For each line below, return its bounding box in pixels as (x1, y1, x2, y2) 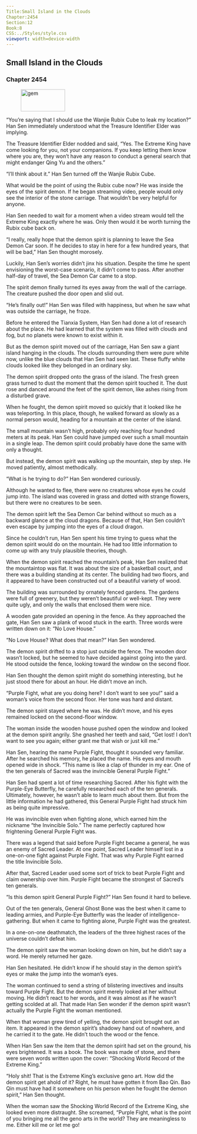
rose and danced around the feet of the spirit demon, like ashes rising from (6, 385, 188, 392)
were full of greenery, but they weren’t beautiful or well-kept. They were (6, 594, 181, 601)
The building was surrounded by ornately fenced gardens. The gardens (6, 589, 179, 596)
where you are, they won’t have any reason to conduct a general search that (6, 153, 191, 160)
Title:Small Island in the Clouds (6, 8, 91, 15)
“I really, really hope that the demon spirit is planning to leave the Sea (6, 236, 174, 243)
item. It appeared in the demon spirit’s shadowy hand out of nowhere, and (6, 1024, 185, 1031)
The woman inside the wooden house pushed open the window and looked (6, 725, 188, 732)
